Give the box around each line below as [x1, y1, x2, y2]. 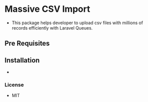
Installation [4, 56, 40, 65]
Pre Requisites [4, 39, 50, 48]
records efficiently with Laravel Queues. [11, 25, 93, 31]
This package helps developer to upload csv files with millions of [11, 20, 143, 26]
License [4, 81, 24, 88]
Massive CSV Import [4, 3, 90, 15]
